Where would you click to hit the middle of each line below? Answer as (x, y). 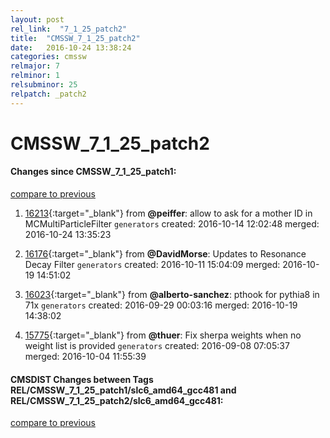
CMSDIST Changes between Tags (82, 379)
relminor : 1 (35, 76)
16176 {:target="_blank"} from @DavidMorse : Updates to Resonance (165, 254)
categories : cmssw (48, 57)
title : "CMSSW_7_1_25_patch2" (75, 38)
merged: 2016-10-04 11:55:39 (85, 357)
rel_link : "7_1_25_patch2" (69, 29)
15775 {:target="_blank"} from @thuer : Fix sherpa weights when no (163, 335)
